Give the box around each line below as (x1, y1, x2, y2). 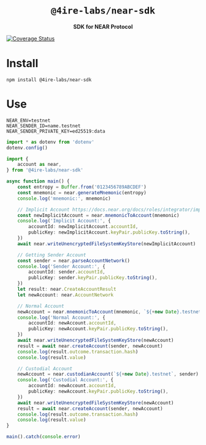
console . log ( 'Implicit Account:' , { (17, 218, 112, 224)
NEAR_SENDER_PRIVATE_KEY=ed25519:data (6, 128, 105, 134)
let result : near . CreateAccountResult (17, 286, 116, 293)
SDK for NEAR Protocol (73, 23, 133, 30)
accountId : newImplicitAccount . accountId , (28, 224, 139, 230)
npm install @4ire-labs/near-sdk (6, 76, 92, 83)
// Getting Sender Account (17, 251, 86, 258)
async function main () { (6, 178, 70, 184)
